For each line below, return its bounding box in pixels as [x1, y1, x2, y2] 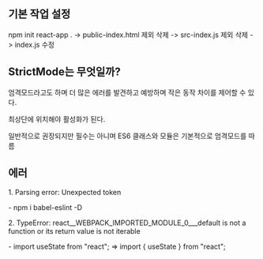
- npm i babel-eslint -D [8, 203, 83, 212]
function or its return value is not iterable [8, 227, 141, 236]
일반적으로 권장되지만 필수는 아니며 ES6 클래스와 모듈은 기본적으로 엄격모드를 [8, 131, 247, 141]
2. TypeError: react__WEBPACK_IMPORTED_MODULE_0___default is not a [8, 218, 246, 227]
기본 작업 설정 [8, 7, 71, 21]
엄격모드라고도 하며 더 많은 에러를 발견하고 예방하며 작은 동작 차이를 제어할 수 [8, 88, 246, 97]
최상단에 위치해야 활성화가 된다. [8, 114, 106, 124]
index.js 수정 [14, 39, 55, 49]
